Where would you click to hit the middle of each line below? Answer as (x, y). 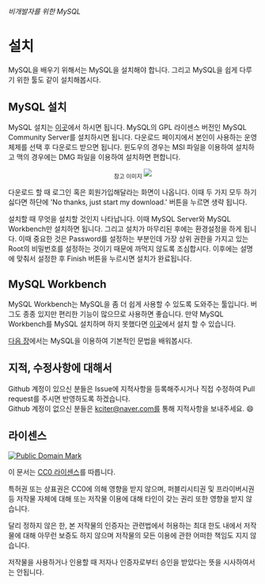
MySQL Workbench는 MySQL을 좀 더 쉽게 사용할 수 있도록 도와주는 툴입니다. (129, 303)
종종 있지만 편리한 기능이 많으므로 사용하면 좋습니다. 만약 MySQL (123, 314)
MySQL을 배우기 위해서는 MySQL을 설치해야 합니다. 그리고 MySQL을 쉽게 (123, 70)
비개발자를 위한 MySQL (45, 11)
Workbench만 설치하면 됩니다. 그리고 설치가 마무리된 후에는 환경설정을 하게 (125, 229)
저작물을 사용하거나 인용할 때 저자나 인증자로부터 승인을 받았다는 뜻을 (115, 562)
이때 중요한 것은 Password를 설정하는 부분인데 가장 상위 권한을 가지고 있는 (134, 239)
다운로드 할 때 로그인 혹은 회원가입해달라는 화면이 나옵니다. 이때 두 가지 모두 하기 (132, 193)
